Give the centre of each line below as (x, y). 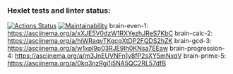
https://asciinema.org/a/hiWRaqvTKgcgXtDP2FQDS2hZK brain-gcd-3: (109, 41)
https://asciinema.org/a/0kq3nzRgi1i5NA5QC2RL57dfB (87, 63)
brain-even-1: (129, 26)
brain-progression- (197, 49)
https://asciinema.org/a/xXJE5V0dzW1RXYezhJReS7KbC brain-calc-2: (110, 33)
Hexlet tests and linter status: (59, 11)
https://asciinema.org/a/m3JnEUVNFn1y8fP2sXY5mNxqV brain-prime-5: (121, 56)
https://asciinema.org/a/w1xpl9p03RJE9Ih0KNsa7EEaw (88, 49)
